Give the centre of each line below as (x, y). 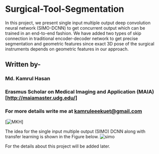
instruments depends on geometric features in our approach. (67, 49)
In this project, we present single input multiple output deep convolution (78, 23)
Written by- (23, 64)
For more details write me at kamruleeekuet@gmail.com (74, 111)
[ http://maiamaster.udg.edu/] (41, 98)
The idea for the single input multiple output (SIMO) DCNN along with (75, 131)
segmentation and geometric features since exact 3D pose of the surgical (80, 43)
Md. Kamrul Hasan (28, 78)
